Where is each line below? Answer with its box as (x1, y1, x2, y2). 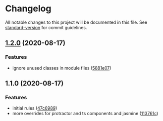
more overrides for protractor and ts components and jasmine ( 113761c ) (12, 111, 159, 117)
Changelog (5, 3, 52, 14)
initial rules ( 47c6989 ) (12, 105, 57, 111)
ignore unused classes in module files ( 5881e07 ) (12, 65, 111, 71)
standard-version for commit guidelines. (5, 24, 87, 30)
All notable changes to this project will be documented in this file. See (5, 19, 148, 25)
